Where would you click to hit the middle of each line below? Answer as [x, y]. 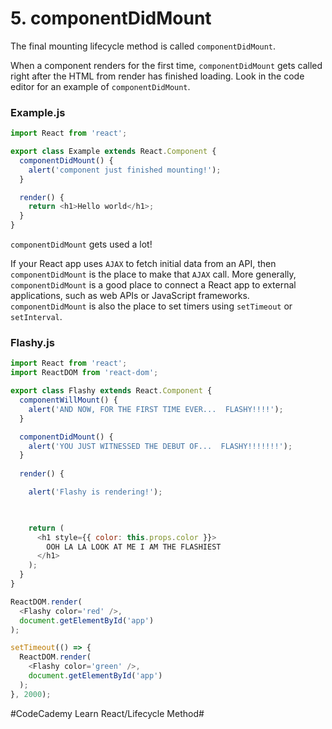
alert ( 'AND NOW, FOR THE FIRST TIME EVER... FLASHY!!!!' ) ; [156, 409]
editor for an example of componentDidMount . [100, 86]
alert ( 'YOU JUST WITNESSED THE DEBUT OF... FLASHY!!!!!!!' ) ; [160, 446]
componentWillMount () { [68, 400]
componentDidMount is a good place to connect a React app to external [153, 285]
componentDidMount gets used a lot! [81, 244]
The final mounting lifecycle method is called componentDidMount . [143, 46]
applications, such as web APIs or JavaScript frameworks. [130, 296]
